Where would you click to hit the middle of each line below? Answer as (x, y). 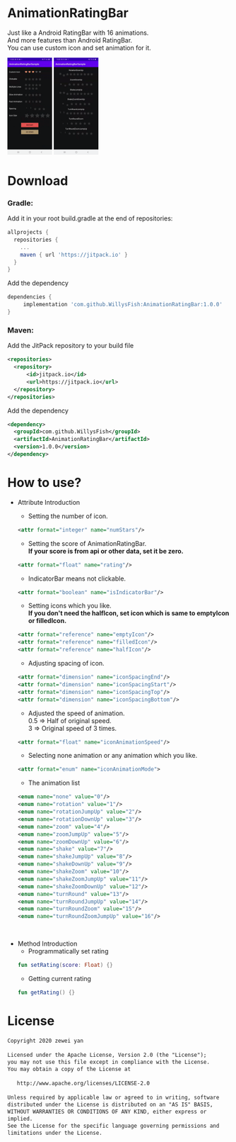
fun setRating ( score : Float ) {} (65, 965)
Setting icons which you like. (70, 606)
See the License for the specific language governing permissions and (113, 1126)
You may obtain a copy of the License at (69, 1069)
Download (38, 180)
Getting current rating (60, 979)
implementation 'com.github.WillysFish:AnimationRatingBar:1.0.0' (123, 305)
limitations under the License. (55, 1133)
